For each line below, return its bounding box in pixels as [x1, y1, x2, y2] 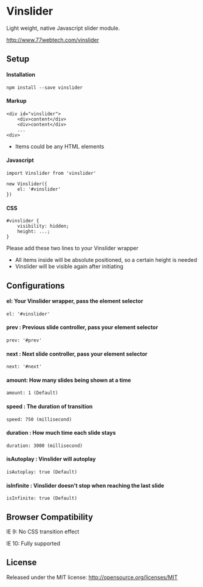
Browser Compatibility [6, 511, 93, 522]
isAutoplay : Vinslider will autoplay [6, 455, 96, 463]
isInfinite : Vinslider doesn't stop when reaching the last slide [6, 482, 165, 489]
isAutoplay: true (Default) [6, 469, 78, 475]
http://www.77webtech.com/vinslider [6, 36, 99, 43]
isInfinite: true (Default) [6, 495, 78, 502]
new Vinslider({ [6, 181, 47, 187]
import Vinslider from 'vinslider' [6, 170, 97, 176]
